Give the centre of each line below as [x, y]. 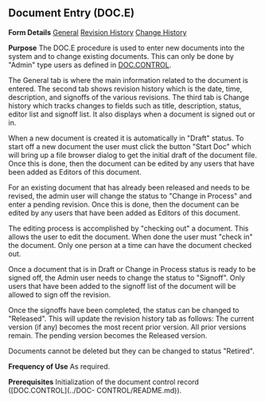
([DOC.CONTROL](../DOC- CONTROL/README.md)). [95, 390]
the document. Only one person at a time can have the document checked [130, 245]
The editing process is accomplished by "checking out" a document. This [129, 228]
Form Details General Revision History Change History [97, 32]
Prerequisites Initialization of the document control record [103, 381]
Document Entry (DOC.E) [72, 13]
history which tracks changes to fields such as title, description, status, [125, 105]
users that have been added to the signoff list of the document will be [122, 286]
